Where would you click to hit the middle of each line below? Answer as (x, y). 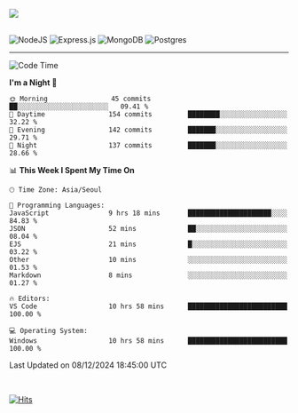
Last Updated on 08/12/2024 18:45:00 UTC (88, 365)
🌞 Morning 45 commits (80, 99)
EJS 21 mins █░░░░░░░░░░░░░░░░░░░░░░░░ (149, 244)
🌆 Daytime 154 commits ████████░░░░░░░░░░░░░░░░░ (149, 115)
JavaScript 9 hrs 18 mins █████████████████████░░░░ (149, 213)
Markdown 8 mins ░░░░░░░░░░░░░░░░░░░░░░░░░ (149, 275)
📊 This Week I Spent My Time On (72, 170)
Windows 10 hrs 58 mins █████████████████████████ (149, 341)
